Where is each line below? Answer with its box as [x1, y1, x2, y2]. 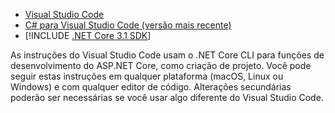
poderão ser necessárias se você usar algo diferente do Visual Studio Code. [10, 92, 324, 103]
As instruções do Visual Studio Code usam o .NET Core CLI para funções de [10, 49, 325, 61]
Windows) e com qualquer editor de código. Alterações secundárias [10, 81, 292, 93]
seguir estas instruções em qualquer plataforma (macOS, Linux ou [10, 70, 284, 82]
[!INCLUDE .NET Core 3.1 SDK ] [24, 30, 152, 41]
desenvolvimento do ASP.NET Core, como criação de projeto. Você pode [10, 60, 312, 71]
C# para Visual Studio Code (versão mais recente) [24, 19, 232, 31]
